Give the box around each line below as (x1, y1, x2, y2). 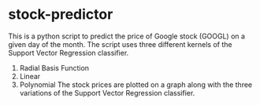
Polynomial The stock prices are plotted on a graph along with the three (19, 80, 253, 89)
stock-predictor (8, 5, 113, 24)
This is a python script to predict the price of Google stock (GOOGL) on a (8, 31, 246, 41)
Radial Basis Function (19, 63, 89, 72)
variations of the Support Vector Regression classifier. (19, 88, 195, 97)
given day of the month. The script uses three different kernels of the (8, 39, 232, 49)
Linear (19, 71, 41, 81)
